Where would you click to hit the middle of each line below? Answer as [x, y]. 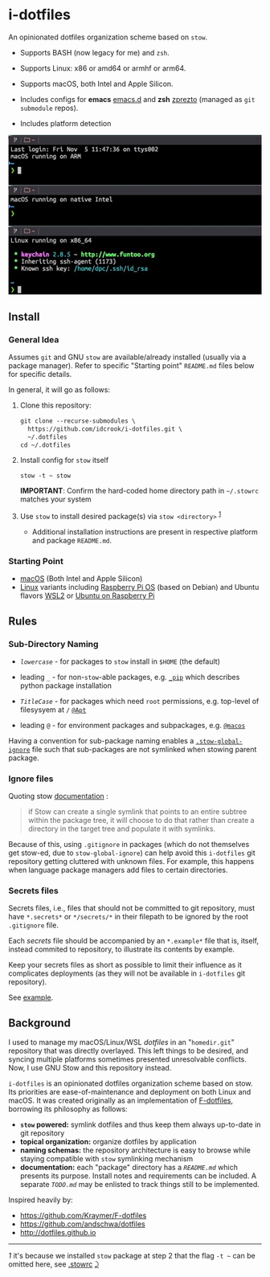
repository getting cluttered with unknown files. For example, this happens [131, 862]
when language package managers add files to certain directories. [118, 870]
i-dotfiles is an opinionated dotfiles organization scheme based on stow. [131, 1083]
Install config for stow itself [64, 460]
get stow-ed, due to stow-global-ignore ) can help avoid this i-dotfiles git [132, 853]
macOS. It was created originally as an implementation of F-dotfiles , [121, 1101]
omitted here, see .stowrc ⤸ [53, 1264]
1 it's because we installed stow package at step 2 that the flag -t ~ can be [132, 1256]
